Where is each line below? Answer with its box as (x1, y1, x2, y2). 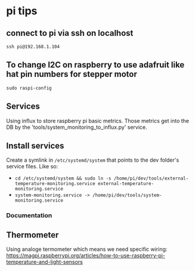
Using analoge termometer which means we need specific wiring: (6, 246, 168, 253)
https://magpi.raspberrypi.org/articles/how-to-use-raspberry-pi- (6, 252, 166, 259)
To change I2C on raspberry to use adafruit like (6, 60, 185, 70)
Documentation (6, 211, 52, 220)
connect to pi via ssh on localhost (6, 28, 134, 38)
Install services (6, 141, 64, 151)
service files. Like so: (6, 163, 58, 170)
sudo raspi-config (6, 85, 52, 91)
